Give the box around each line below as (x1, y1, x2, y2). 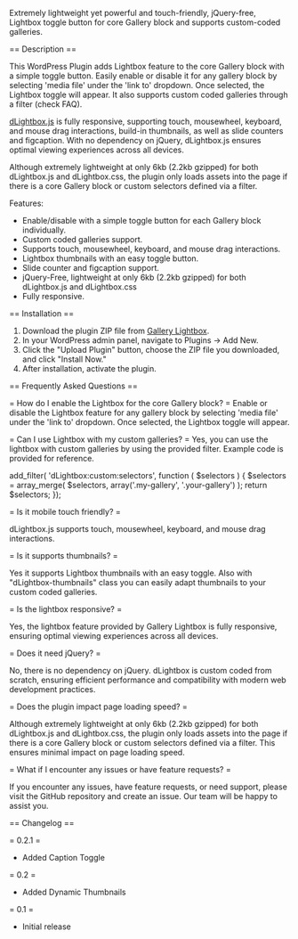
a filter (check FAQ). (9, 99, 83, 110)
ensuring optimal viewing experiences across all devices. (9, 631, 219, 641)
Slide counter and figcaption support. (21, 263, 160, 273)
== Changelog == (9, 818, 75, 828)
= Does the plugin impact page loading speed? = (9, 701, 189, 712)
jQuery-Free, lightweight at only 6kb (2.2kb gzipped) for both (21, 272, 246, 282)
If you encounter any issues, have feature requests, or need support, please (9, 781, 287, 792)
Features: (9, 198, 44, 208)
